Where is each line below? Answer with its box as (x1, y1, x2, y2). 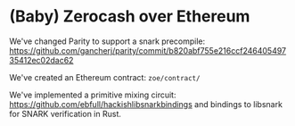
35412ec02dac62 (9, 55, 74, 65)
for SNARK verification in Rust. (9, 108, 122, 119)
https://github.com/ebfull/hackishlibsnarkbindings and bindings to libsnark (9, 98, 283, 109)
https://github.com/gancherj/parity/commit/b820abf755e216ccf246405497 (9, 45, 287, 55)
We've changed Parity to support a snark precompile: (9, 36, 206, 46)
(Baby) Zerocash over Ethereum (9, 6, 250, 27)
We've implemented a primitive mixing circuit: (9, 89, 176, 100)
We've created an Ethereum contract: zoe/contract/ (9, 71, 201, 82)
